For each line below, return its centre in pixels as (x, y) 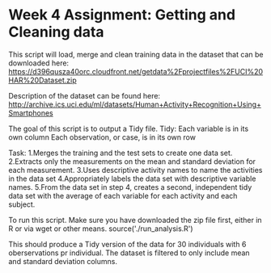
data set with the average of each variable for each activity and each (123, 195)
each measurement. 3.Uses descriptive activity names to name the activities (135, 170)
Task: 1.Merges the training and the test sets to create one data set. (121, 153)
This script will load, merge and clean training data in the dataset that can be (136, 54)
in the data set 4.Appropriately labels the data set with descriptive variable (132, 178)
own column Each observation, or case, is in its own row (102, 137)
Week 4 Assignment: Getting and (122, 15)
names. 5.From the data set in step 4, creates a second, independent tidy (130, 187)
